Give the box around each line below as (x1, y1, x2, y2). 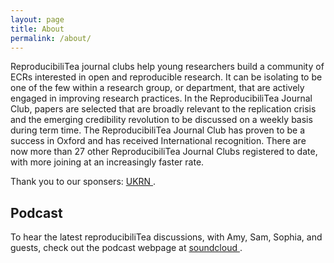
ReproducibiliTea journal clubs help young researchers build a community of (10, 61, 325, 73)
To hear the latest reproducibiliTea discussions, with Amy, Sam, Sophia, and (10, 231, 323, 243)
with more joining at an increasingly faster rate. (10, 156, 205, 168)
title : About (10, 24, 65, 34)
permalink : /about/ (10, 33, 92, 43)
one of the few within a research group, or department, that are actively (10, 82, 305, 94)
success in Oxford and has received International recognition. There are (10, 135, 307, 147)
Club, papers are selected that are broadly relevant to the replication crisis (10, 103, 317, 115)
